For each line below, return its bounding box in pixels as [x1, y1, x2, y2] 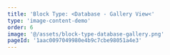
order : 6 [7, 24, 34, 31]
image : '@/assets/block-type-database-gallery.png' [7, 30, 164, 38]
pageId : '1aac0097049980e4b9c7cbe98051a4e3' [7, 37, 142, 44]
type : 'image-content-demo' [7, 17, 91, 24]
